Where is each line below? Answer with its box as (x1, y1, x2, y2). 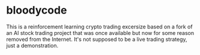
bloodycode (6, 4, 67, 17)
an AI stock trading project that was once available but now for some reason (6, 29, 195, 36)
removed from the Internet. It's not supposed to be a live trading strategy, (6, 35, 187, 43)
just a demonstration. (6, 42, 59, 49)
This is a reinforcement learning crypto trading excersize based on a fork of (6, 23, 193, 30)
